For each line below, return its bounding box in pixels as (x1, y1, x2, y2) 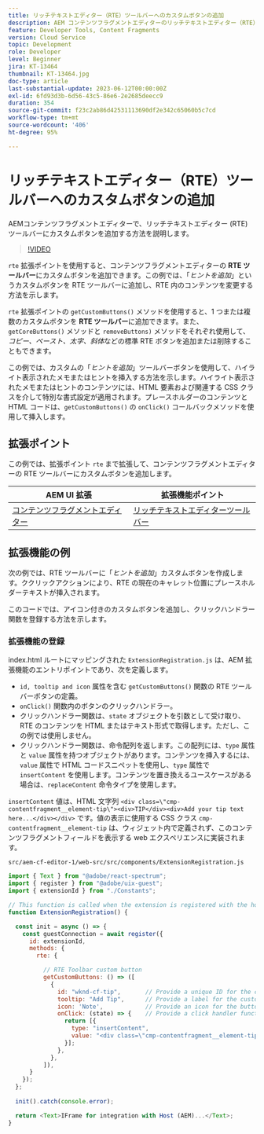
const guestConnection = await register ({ (22, 930, 163, 938)
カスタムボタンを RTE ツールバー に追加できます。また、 (21, 316, 203, 326)
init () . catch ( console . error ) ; (15, 1097, 114, 1105)
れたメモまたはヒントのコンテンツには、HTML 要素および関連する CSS (8, 382, 239, 391)
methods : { (28, 945, 65, 952)
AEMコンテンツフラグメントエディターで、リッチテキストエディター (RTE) (8, 218, 248, 228)
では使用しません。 (33, 731, 96, 740)
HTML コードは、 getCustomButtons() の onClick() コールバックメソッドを (8, 402, 247, 411)
